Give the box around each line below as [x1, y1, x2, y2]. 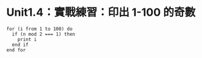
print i [17, 36, 37, 42]
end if [12, 42, 29, 48]
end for [6, 47, 26, 53]
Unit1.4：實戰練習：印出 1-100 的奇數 [6, 5, 196, 19]
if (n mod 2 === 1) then [12, 31, 76, 37]
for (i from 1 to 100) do [6, 25, 72, 32]
